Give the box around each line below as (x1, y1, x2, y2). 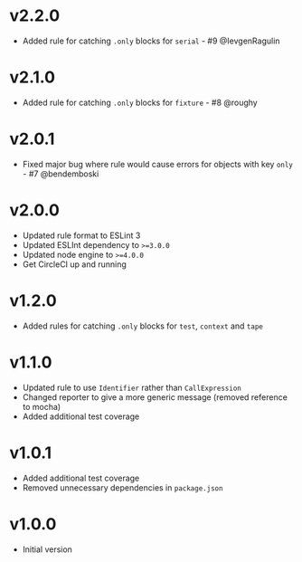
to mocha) (22, 401, 61, 412)
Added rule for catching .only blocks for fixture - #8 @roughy (22, 97, 258, 108)
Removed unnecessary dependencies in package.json (22, 481, 223, 493)
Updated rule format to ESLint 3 (22, 230, 141, 241)
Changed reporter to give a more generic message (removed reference (22, 391, 288, 403)
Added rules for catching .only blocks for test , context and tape (22, 320, 264, 331)
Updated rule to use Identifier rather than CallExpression (22, 382, 241, 393)
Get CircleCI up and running (22, 259, 127, 270)
